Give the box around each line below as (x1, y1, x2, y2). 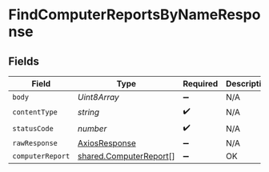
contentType (12, 107, 58, 117)
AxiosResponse (77, 138, 136, 149)
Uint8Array (77, 92, 120, 102)
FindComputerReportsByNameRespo (8, 6, 261, 24)
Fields (8, 54, 40, 68)
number (77, 122, 107, 134)
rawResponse (12, 138, 58, 147)
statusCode (12, 124, 54, 133)
